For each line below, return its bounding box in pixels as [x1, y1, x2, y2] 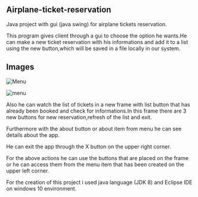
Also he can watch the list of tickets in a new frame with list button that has [6, 101, 190, 108]
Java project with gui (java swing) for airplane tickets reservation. [6, 20, 167, 27]
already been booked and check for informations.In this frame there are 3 [6, 107, 187, 114]
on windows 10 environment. [6, 185, 77, 192]
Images [6, 62, 35, 72]
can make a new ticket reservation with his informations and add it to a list [6, 38, 188, 45]
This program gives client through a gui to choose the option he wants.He [6, 32, 187, 39]
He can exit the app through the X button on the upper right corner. [6, 143, 171, 150]
